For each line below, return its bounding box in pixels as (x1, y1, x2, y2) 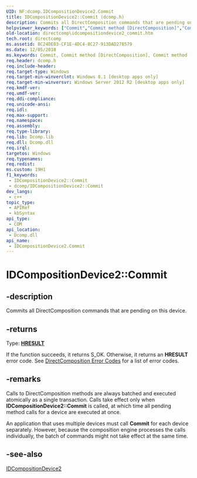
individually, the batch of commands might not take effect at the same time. (6, 432, 189, 439)
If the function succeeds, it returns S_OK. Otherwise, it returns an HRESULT (6, 351, 189, 358)
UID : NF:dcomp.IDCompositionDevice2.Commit (6, 8, 114, 15)
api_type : (6, 216, 30, 222)
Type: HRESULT (6, 340, 45, 347)
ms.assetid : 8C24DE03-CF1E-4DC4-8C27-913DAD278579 (6, 42, 133, 48)
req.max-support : (6, 112, 49, 118)
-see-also (6, 449, 43, 459)
